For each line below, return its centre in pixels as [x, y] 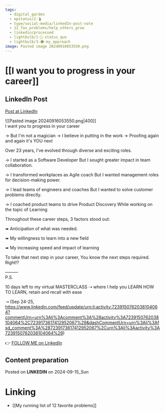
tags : [11, 10]
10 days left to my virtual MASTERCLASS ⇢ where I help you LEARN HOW [80, 287]
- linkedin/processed [32, 33]
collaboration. [19, 165]
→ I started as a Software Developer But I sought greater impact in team [78, 160]
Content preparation [37, 360]
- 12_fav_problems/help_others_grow [47, 28]
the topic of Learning [26, 209]
